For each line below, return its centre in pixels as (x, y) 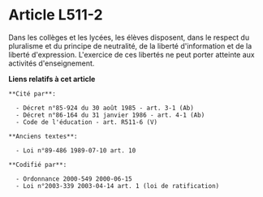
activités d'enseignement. (52, 63)
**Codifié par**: (38, 165)
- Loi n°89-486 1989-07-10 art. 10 (76, 150)
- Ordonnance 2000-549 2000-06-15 (74, 179)
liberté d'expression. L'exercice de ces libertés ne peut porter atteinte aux (131, 54)
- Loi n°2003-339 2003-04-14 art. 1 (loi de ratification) (118, 186)
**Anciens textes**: (43, 136)
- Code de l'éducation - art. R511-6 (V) (87, 122)
